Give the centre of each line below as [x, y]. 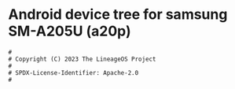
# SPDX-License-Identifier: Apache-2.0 [73, 72]
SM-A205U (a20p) [70, 31]
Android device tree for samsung [118, 15]
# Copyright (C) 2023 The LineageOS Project [82, 59]
